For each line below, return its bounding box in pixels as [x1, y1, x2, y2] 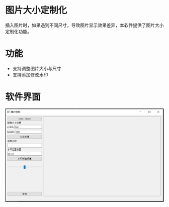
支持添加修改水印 [12, 71, 48, 78]
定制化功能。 [5, 28, 32, 34]
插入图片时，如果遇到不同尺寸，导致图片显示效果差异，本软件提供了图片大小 [5, 22, 164, 28]
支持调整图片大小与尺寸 [12, 65, 61, 71]
